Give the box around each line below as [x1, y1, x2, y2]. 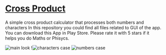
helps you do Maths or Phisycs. [5, 35, 69, 41]
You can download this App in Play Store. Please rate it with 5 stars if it [5, 30, 150, 36]
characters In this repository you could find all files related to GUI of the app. [5, 24, 162, 30]
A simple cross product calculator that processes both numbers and [5, 19, 144, 25]
